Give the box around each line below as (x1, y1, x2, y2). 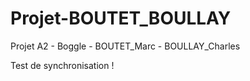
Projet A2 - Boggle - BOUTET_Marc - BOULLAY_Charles (10, 40, 241, 52)
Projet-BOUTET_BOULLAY (10, 7, 232, 30)
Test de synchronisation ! (10, 59, 115, 71)
